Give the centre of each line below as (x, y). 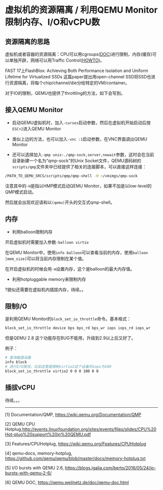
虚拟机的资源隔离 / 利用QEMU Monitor (81, 10)
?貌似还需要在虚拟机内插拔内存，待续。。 (46, 290)
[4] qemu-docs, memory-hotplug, (39, 453)
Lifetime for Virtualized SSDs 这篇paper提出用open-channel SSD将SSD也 (78, 77)
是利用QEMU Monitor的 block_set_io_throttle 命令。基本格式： (68, 319)
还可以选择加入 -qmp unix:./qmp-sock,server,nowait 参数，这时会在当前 (83, 154)
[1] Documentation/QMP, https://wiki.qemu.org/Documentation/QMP (73, 415)
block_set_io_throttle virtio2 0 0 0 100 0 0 (52, 371)
